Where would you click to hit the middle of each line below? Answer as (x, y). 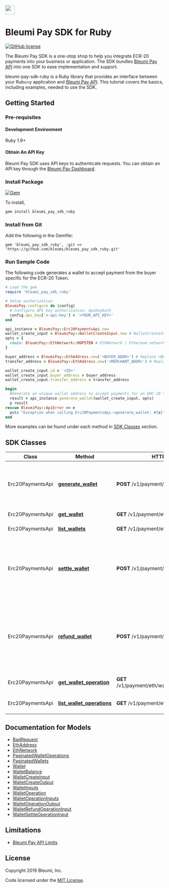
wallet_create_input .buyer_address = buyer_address (60, 375)
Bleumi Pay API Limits (35, 842)
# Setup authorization (29, 301)
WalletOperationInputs (36, 798)
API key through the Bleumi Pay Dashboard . (50, 169)
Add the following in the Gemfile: (39, 236)
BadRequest (25, 739)
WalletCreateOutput (33, 782)
